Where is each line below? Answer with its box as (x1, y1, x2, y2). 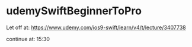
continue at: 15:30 (6, 35, 50, 42)
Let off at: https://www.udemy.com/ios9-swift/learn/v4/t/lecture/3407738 (6, 24, 187, 31)
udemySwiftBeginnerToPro (6, 4, 142, 18)
